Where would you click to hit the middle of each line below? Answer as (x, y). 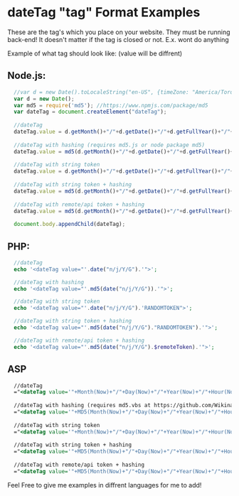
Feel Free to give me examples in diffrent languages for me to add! (105, 485)
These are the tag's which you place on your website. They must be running (119, 32)
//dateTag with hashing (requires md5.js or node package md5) (109, 145)
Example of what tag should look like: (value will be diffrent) (95, 53)
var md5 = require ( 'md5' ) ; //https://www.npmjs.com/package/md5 (111, 105)
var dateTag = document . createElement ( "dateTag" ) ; (90, 112)
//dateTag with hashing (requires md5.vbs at (83, 406)
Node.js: (27, 76)
